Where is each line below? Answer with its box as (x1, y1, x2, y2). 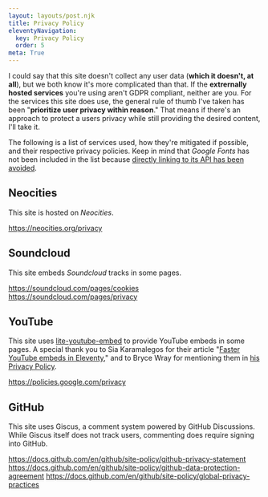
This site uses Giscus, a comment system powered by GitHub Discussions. (8, 422, 255, 431)
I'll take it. (8, 122, 40, 131)
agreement (8, 471, 45, 481)
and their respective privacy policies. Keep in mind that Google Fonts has (8, 146, 250, 156)
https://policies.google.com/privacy (8, 378, 127, 387)
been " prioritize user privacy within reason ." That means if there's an (8, 105, 241, 115)
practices (8, 480, 40, 490)
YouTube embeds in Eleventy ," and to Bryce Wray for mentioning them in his (8, 354, 260, 363)
